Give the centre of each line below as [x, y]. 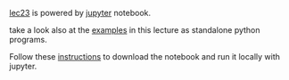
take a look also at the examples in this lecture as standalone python [135, 30]
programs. [28, 40]
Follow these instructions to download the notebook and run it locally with [145, 56]
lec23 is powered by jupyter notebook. [80, 13]
